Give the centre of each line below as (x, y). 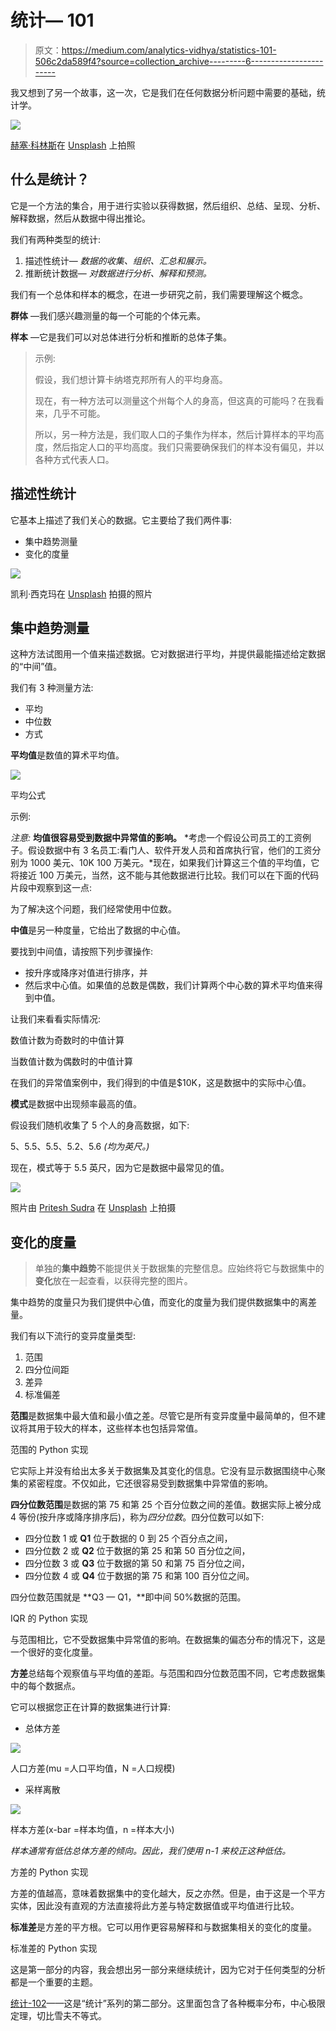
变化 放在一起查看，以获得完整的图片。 (113, 1281)
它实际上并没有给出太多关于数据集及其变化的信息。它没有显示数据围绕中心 (163, 1471)
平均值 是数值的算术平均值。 (67, 755)
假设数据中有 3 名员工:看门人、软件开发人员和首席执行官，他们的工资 (170, 850)
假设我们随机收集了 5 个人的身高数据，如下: (100, 1125)
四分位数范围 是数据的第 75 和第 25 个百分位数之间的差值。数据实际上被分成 (166, 1505)
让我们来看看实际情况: (56, 1019)
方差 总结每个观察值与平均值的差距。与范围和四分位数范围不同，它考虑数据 (163, 1673)
